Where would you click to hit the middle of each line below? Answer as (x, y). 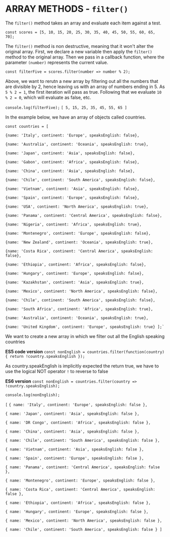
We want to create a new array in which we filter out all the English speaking (85, 336)
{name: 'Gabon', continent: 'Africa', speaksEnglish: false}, (72, 162)
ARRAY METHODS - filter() (67, 9)
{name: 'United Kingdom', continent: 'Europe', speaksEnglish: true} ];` (85, 327)
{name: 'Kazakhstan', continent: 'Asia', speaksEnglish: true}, (75, 282)
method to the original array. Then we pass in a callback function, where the (85, 57)
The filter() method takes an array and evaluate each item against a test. (83, 23)
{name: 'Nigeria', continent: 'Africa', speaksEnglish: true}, (74, 224)
